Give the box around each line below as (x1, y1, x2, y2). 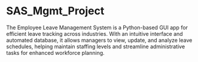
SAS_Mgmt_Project (6, 4, 105, 18)
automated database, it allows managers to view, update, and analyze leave (6, 36, 193, 44)
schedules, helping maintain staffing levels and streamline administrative (6, 43, 185, 50)
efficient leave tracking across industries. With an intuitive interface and (6, 30, 184, 37)
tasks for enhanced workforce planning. (6, 49, 105, 56)
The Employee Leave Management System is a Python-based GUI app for (6, 24, 188, 31)
